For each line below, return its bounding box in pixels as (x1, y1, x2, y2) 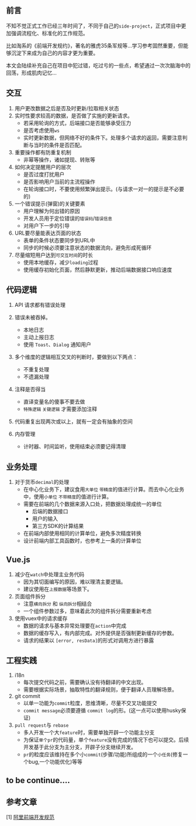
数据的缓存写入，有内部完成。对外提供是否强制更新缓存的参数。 (23, 629, 177, 637)
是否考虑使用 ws (23, 127, 60, 134)
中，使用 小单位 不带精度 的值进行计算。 (23, 493, 112, 500)
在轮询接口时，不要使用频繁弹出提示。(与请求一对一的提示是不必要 (23, 185, 184, 192)
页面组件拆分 (14, 593, 46, 600)
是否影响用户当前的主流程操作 (23, 178, 95, 185)
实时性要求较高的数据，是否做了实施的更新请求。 (14, 112, 133, 119)
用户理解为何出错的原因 (23, 207, 80, 214)
